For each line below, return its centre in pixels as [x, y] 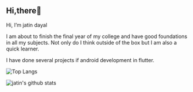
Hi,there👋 [24, 11]
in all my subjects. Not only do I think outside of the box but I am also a [92, 42]
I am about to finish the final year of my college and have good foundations [97, 36]
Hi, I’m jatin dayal [27, 25]
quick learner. [23, 49]
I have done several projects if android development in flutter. [80, 60]
